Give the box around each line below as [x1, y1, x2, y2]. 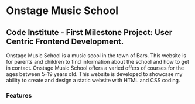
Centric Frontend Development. [6, 36, 124, 46]
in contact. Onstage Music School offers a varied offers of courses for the [6, 64, 184, 71]
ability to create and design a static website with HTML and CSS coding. [6, 77, 180, 84]
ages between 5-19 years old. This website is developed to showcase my [6, 71, 183, 77]
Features [6, 91, 32, 99]
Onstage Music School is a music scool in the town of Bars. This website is [6, 52, 186, 59]
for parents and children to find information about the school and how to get [6, 58, 189, 65]
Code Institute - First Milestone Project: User [6, 27, 173, 37]
